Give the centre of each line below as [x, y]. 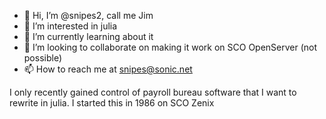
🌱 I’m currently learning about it [88, 36]
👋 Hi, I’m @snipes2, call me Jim [88, 15]
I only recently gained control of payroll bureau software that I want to [153, 92]
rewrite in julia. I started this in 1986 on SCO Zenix [112, 103]
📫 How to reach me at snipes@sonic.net [108, 69]
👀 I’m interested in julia [70, 26]
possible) [43, 58]
